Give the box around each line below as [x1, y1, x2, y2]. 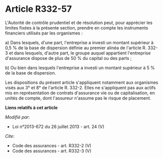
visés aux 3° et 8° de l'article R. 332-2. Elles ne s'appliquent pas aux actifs [5, 84, 156, 90]
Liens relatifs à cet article [5, 105, 58, 110]
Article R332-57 [5, 3, 72, 15]
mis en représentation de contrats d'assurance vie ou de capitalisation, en [5, 90, 155, 96]
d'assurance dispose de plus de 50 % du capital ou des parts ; [5, 55, 132, 61]
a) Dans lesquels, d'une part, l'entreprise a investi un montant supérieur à [5, 39, 154, 45]
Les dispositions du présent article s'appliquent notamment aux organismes [5, 79, 159, 85]
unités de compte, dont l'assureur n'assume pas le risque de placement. [5, 95, 151, 101]
